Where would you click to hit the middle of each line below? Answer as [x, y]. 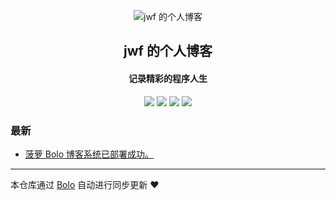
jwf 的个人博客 [168, 51]
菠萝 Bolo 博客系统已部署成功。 [89, 154]
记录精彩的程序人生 [168, 78]
